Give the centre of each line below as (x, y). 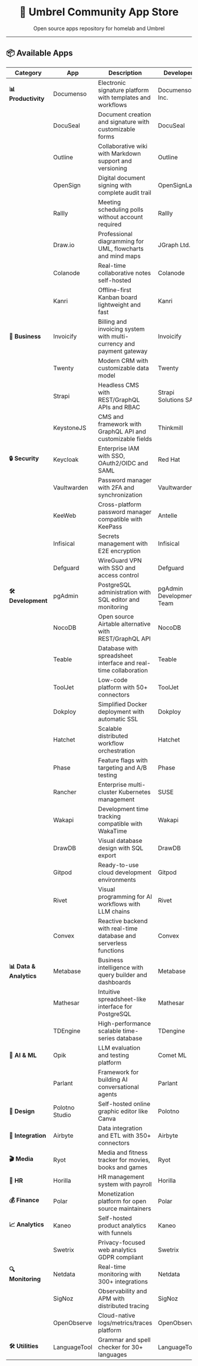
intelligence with (121, 967)
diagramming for (121, 241)
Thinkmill (171, 428)
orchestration (117, 750)
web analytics (117, 1250)
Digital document (122, 178)
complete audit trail (125, 192)
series (107, 1038)
